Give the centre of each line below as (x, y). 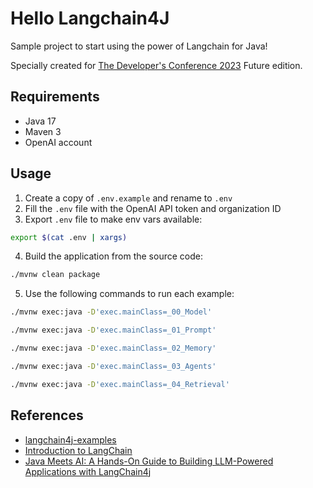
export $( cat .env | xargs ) (69, 237)
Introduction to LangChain (78, 450)
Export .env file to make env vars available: (113, 219)
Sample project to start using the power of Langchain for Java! (139, 46)
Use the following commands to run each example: (129, 294)
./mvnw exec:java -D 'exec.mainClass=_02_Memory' (113, 348)
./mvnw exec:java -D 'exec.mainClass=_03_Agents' (113, 366)
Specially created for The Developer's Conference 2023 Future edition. (156, 65)
